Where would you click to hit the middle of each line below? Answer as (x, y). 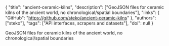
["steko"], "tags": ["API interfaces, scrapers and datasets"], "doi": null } (79, 23)
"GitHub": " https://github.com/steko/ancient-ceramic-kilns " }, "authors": (81, 18)
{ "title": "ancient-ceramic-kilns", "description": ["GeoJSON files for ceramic (85, 7)
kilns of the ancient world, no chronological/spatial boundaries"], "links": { (82, 12)
